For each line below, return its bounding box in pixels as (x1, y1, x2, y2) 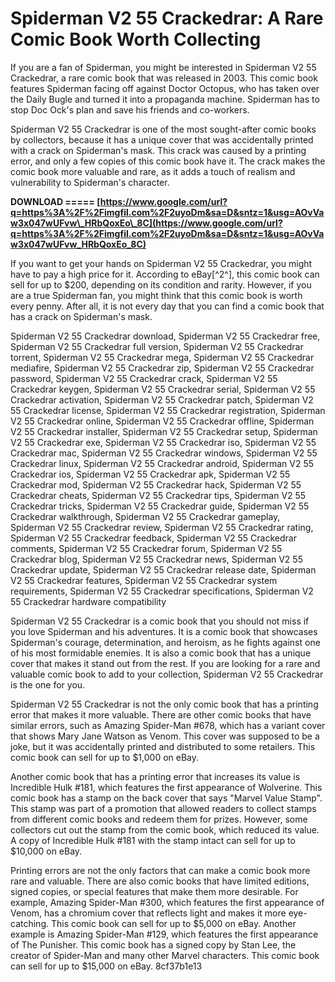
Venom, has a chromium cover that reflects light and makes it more (10, 907, 287, 919)
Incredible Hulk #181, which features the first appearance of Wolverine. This (10, 781, 323, 793)
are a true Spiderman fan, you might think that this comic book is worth (10, 289, 303, 301)
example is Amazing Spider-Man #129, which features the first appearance (10, 928, 319, 940)
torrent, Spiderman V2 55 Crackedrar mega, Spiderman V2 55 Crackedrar (10, 351, 315, 363)
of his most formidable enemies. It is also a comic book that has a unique (10, 647, 312, 659)
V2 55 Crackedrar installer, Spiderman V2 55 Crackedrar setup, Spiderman (10, 425, 318, 437)
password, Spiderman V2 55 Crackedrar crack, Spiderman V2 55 (10, 372, 278, 384)
